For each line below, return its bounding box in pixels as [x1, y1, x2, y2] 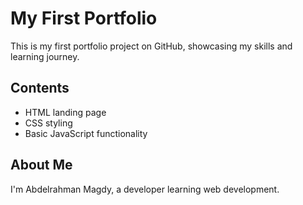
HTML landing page [24, 106, 107, 118]
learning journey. [10, 50, 80, 62]
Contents [10, 80, 70, 97]
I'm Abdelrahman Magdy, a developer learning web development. [10, 183, 280, 195]
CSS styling [24, 117, 73, 129]
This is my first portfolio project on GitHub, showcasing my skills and [10, 40, 293, 52]
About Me [10, 157, 73, 174]
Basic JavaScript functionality [24, 127, 148, 139]
